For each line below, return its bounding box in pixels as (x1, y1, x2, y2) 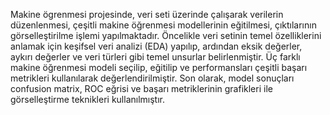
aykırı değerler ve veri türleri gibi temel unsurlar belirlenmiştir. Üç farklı (10, 51, 301, 63)
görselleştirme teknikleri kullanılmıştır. (10, 94, 165, 105)
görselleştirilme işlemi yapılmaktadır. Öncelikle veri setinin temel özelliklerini (10, 30, 322, 41)
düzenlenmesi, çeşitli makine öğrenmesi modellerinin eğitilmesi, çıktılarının (10, 19, 317, 31)
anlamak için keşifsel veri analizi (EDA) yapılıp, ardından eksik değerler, (10, 40, 303, 52)
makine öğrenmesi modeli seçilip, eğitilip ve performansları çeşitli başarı (10, 62, 308, 73)
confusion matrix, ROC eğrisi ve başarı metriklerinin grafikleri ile (10, 83, 273, 94)
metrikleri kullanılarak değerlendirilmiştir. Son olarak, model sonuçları (10, 72, 295, 84)
